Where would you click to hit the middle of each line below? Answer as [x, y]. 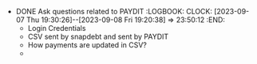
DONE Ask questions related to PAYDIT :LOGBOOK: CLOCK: [114, 11]
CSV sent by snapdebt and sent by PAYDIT [98, 36]
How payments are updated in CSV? [87, 45]
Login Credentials [57, 28]
